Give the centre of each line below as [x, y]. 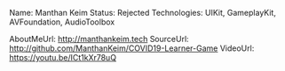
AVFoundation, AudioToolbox [62, 22]
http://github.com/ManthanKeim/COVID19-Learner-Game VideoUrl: [132, 48]
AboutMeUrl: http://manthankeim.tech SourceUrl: [99, 39]
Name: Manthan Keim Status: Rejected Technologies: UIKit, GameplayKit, [143, 13]
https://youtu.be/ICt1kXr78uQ [63, 57]
